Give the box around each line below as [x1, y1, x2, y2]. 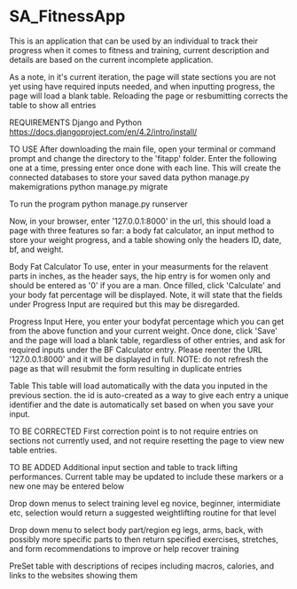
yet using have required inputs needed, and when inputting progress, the [9, 81, 276, 91]
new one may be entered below [9, 481, 125, 491]
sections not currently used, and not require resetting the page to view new [9, 435, 285, 445]
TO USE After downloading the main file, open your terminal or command [9, 144, 277, 154]
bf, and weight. [9, 244, 64, 255]
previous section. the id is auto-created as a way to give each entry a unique [9, 389, 290, 400]
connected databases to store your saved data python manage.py [9, 171, 250, 183]
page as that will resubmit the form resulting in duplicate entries [9, 363, 242, 373]
